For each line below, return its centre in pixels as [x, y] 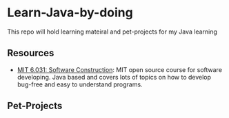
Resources [31, 53]
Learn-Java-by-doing [70, 13]
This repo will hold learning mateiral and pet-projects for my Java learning [112, 32]
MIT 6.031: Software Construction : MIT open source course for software [120, 69]
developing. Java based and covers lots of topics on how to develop [114, 77]
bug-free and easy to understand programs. [80, 84]
